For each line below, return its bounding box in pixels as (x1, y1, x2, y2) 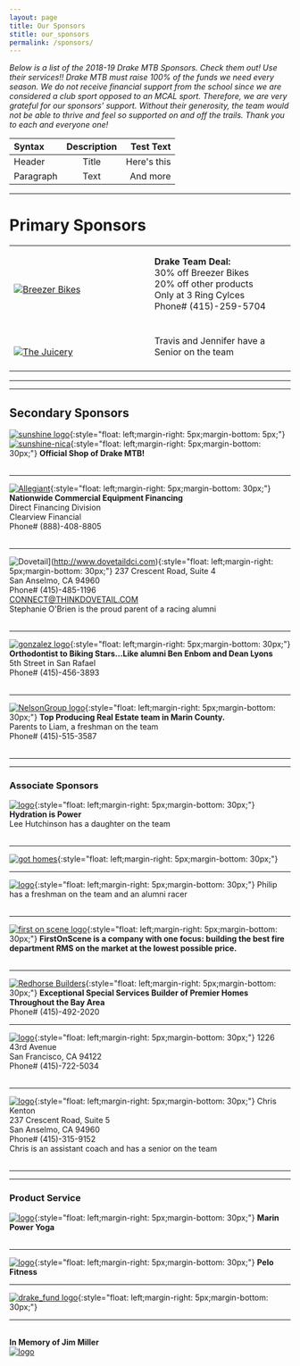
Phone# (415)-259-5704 (154, 300, 266, 312)
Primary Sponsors (9, 215, 146, 236)
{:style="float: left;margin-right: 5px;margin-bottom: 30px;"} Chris (34, 1095, 277, 1107)
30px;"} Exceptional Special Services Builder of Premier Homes (9, 987, 249, 998)
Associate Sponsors (9, 779, 99, 791)
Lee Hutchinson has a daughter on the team (9, 819, 171, 829)
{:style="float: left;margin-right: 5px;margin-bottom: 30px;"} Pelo (34, 1256, 274, 1268)
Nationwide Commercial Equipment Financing (9, 493, 183, 503)
